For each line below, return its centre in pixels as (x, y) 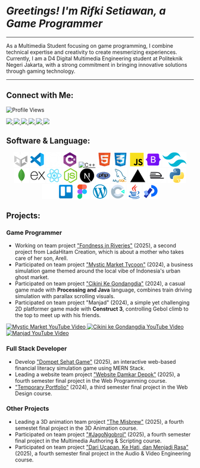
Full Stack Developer (37, 349)
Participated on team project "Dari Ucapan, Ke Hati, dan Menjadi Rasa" (101, 447)
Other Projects (28, 408)
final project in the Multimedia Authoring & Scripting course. (88, 441)
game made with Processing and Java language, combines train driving (103, 290)
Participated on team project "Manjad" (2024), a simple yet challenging (102, 303)
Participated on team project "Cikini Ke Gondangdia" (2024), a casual (100, 284)
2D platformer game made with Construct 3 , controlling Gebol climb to (101, 309)
